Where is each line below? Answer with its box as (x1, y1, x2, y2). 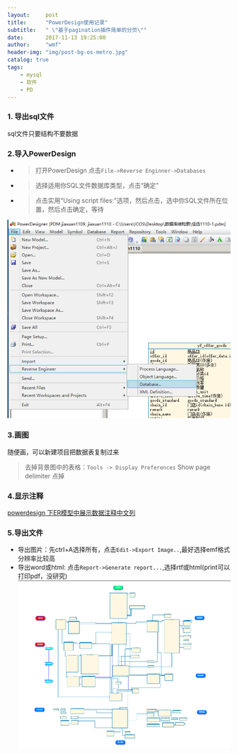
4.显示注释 (7, 491, 44, 501)
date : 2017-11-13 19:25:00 (7, 34, 106, 41)
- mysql (20, 71, 42, 78)
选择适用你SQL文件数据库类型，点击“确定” (35, 181, 159, 189)
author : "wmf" (7, 41, 62, 49)
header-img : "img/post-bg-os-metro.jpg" (7, 49, 129, 56)
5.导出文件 (7, 528, 44, 538)
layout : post (7, 11, 59, 18)
